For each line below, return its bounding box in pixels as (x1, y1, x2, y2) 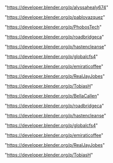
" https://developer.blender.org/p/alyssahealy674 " (5, 5, 108, 10)
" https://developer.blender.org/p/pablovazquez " (5, 14, 105, 20)
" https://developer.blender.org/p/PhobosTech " (5, 24, 102, 30)
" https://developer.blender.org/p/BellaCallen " (5, 93, 99, 99)
